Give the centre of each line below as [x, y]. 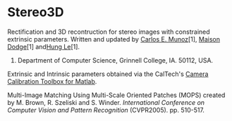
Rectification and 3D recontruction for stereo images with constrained [109, 32]
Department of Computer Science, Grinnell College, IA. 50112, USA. [115, 60]
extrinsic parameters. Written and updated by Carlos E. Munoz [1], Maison [114, 39]
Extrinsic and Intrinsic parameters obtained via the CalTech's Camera [108, 74]
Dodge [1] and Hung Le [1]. [43, 46]
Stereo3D [36, 12]
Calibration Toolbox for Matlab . [52, 81]
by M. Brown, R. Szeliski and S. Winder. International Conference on [106, 102]
